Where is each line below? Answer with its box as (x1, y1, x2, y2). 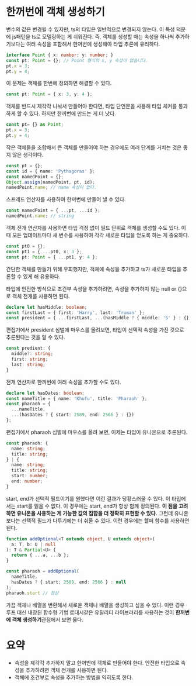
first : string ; (11, 356, 48, 363)
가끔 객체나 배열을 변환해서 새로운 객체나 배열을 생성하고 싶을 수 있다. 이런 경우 (6, 601, 185, 608)
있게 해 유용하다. (23, 273, 61, 280)
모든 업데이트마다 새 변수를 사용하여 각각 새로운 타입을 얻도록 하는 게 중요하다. (12, 232, 190, 239)
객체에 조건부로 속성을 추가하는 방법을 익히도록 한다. (14, 674, 133, 681)
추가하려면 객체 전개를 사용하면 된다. (25, 666, 108, 673)
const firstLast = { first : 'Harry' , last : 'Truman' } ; (6, 309, 145, 316)
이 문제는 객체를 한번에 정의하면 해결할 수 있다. (6, 80, 112, 87)
